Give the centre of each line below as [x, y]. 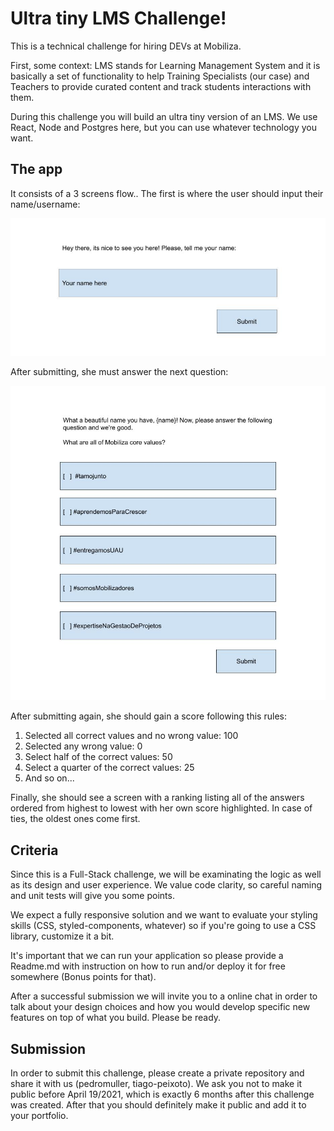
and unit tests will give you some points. [92, 896]
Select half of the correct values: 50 [98, 757]
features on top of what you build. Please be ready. [116, 1018]
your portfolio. [39, 1116]
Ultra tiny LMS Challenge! [118, 18]
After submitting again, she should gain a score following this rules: [148, 716]
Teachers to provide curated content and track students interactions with [161, 86]
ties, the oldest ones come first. [75, 819]
